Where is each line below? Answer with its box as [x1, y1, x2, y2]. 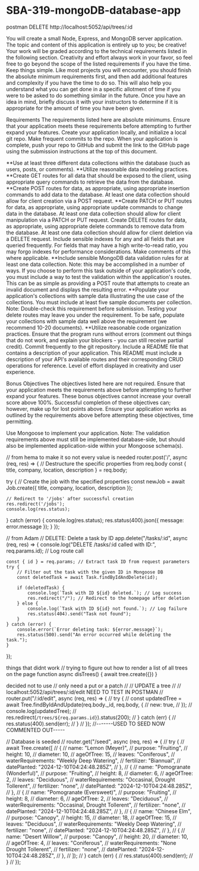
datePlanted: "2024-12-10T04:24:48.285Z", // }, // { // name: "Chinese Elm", [6, 807, 192, 814]
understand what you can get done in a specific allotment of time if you [6, 85, 181, 92]
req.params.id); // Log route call [6, 547, 84, 554]
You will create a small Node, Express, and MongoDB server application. [6, 35, 183, 42]
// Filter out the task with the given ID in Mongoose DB [17, 569, 163, 575]
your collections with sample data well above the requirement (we [6, 317, 168, 325]
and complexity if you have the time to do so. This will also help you [6, 79, 172, 86]
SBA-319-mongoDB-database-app [6, 4, 181, 17]
